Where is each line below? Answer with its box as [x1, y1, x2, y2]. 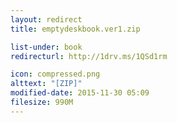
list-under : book [10, 42, 83, 52]
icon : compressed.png [10, 69, 101, 80]
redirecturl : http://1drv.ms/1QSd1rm [10, 51, 168, 61]
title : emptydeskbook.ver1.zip [10, 24, 141, 34]
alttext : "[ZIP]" [10, 79, 83, 89]
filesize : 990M [10, 97, 74, 107]
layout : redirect [10, 14, 83, 25]
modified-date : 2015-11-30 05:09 [10, 88, 150, 98]
